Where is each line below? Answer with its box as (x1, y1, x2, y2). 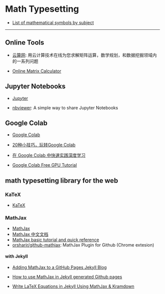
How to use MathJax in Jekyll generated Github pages (12, 273, 122, 280)
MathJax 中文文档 (12, 231, 49, 237)
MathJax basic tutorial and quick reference (12, 237, 99, 243)
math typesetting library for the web (5, 176, 118, 185)
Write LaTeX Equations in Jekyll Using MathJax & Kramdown (12, 283, 135, 289)
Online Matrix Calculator (12, 68, 61, 74)
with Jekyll (5, 253, 28, 259)
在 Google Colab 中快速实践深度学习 (12, 152, 86, 158)
